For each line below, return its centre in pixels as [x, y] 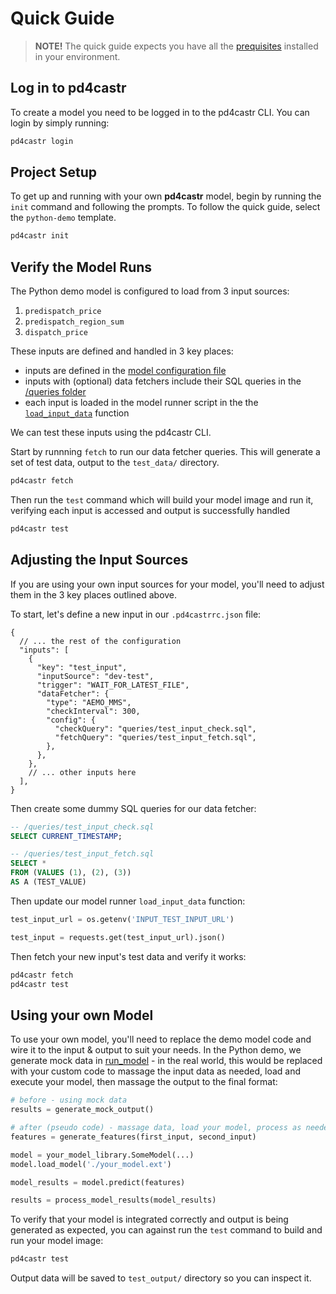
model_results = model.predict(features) [98, 1182]
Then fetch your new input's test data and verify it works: [128, 956]
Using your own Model [82, 1015]
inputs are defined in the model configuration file [125, 371]
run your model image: [57, 1241]
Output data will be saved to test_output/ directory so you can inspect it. [161, 1278]
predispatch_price [63, 312]
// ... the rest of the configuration [100, 641]
